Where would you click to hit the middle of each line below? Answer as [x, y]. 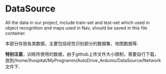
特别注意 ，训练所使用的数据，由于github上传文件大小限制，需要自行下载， [82, 54]
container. [16, 33]
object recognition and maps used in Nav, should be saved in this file [76, 27]
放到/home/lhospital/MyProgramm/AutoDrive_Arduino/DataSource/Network [83, 60]
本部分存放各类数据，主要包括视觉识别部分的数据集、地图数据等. [72, 43]
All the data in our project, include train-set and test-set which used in [77, 22]
